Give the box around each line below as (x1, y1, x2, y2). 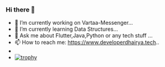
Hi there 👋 (5, 5, 36, 14)
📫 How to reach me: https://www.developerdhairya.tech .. (14, 39, 160, 46)
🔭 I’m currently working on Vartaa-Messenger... (14, 19, 133, 27)
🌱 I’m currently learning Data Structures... (14, 25, 118, 33)
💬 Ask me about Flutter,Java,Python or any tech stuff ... (14, 32, 153, 39)
